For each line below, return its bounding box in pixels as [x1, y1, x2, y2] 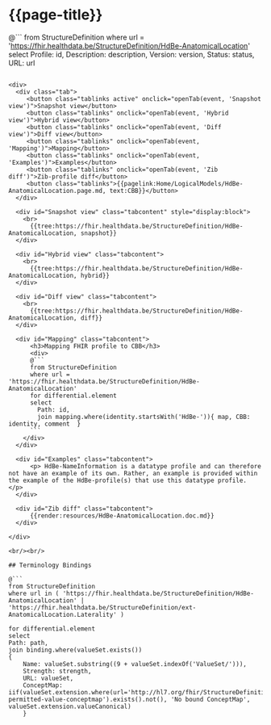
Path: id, [37, 405, 70, 413]
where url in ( [8, 589, 60, 597]
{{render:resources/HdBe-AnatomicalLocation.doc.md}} [29, 511, 215, 520]
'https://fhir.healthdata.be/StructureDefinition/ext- [8, 603, 197, 611]
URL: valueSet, [23, 674, 74, 682]
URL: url [8, 58, 35, 68]
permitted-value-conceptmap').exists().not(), [8, 695, 168, 703]
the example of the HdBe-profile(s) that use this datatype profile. [8, 476, 248, 484]
